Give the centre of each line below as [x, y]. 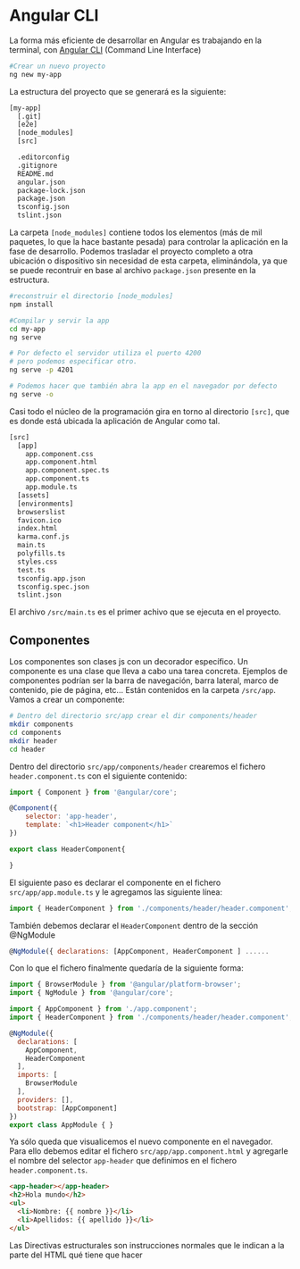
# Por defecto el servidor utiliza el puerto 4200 [105, 354]
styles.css [37, 562]
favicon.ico [40, 520]
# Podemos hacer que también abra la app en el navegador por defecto [143, 386]
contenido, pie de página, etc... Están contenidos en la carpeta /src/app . [143, 690]
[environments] [46, 504]
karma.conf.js [43, 537]
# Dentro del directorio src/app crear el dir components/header [133, 716]
